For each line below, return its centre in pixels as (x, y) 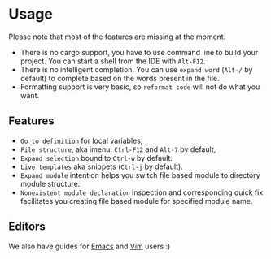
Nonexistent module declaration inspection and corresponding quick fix (142, 192)
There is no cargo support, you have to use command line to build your (139, 52)
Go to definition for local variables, (81, 140)
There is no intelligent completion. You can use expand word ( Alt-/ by (136, 69)
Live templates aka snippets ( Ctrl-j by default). (101, 166)
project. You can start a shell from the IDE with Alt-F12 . (113, 61)
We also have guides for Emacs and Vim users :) (90, 246)
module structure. (50, 183)
